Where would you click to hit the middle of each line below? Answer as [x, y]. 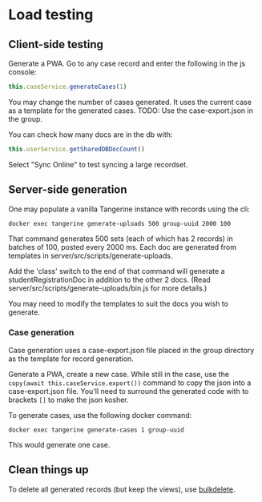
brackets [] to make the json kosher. [69, 400]
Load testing [51, 15]
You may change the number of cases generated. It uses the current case [130, 102]
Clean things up [49, 470]
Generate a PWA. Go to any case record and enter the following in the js [127, 63]
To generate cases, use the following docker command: [100, 415]
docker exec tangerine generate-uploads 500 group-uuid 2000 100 [119, 223]
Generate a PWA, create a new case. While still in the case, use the [119, 374]
